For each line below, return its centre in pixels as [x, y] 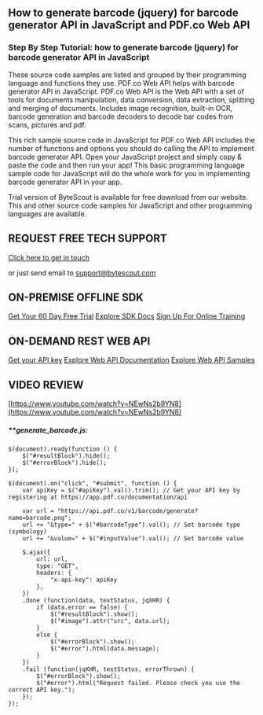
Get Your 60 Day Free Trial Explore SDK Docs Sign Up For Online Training [127, 316]
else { [47, 635]
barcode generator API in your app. [65, 182]
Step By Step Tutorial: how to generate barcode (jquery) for [124, 48]
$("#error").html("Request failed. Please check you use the [139, 683]
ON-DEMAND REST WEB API [79, 341]
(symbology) [27, 531]
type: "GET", [58, 566]
